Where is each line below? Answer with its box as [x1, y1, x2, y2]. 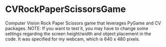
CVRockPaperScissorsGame [5, 3, 126, 15]
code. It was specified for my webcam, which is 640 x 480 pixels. [5, 36, 141, 42]
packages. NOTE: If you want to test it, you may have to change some [5, 25, 149, 31]
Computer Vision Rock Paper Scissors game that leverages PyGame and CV [5, 20, 161, 26]
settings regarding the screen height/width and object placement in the [5, 30, 151, 36]
